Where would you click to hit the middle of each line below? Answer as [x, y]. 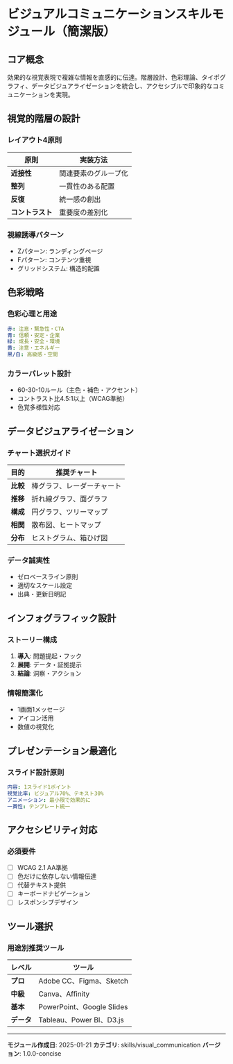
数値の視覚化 [35, 727]
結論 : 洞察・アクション [49, 673]
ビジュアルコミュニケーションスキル [110, 14]
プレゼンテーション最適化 [62, 751]
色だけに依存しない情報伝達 [57, 876]
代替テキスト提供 [42, 885]
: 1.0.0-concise [41, 1054]
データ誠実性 [29, 560]
